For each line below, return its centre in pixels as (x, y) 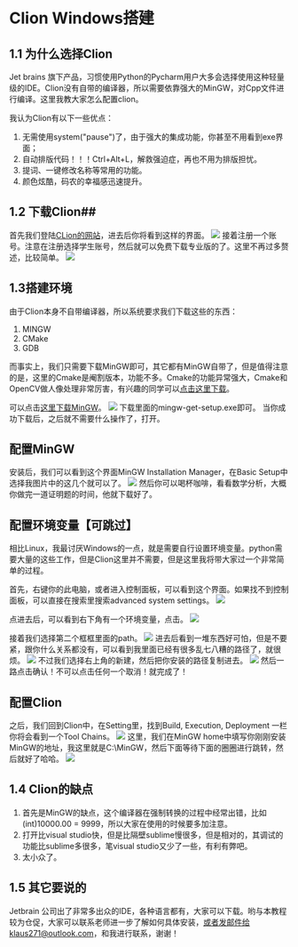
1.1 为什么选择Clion (61, 54)
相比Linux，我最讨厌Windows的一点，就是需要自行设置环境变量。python (142, 549)
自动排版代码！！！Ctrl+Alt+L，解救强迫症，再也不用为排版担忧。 (142, 159)
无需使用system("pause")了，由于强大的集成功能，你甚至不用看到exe (149, 137)
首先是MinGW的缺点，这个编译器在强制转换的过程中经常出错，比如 (145, 812)
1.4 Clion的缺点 (51, 789)
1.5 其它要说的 (48, 888)
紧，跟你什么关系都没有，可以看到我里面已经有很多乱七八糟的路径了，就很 (145, 649)
